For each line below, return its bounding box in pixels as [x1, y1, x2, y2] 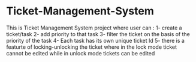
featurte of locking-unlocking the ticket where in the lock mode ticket [6, 43, 177, 51]
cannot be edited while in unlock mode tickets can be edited [6, 49, 155, 57]
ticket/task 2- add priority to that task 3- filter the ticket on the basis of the [6, 30, 191, 37]
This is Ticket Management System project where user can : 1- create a [6, 24, 182, 31]
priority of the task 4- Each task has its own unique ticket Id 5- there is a [6, 37, 185, 44]
